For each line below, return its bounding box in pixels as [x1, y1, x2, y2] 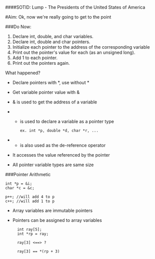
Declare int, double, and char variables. [12, 34, 93, 39]
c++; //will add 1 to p [5, 199, 55, 204]
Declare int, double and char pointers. [12, 39, 90, 45]
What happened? [5, 70, 41, 76]
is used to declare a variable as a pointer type [19, 118, 114, 124]
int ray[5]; [17, 227, 42, 232]
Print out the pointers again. [12, 60, 70, 66]
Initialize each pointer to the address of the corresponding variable [12, 44, 150, 50]
